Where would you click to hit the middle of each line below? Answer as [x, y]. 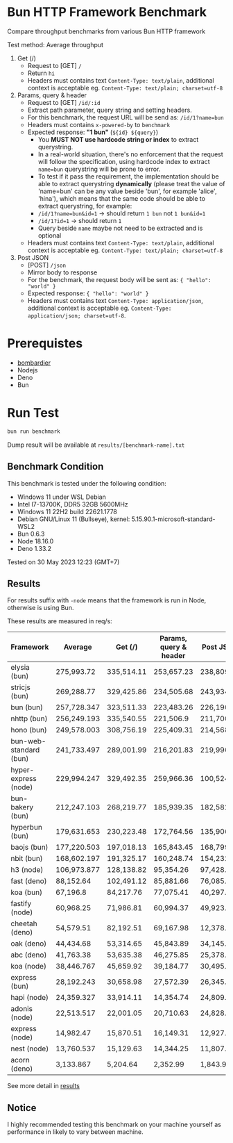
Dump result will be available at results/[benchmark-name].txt [96, 445]
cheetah [24, 923]
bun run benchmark [34, 431]
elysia [20, 668]
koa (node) [29, 967]
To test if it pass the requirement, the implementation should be [129, 176]
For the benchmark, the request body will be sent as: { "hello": [119, 279]
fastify [21, 904]
